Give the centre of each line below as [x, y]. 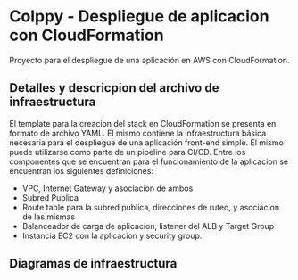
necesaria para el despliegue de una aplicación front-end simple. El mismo [146, 142]
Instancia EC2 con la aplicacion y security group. [112, 235]
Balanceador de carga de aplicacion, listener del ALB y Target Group [148, 226]
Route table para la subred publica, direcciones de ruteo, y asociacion [150, 207]
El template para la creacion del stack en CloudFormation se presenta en [143, 123]
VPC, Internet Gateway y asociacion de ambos [108, 188]
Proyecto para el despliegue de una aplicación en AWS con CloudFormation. [149, 60]
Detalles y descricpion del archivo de [114, 88]
